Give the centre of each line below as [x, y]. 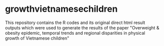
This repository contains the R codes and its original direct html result [75, 23]
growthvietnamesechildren [61, 9]
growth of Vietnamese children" [37, 38]
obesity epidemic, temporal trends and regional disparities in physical [75, 33]
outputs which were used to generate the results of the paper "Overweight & [82, 27]
